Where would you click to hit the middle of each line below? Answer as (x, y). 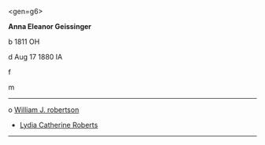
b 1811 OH (24, 42)
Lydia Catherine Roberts (59, 125)
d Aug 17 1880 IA (35, 57)
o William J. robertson (44, 110)
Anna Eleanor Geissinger (50, 26)
